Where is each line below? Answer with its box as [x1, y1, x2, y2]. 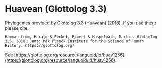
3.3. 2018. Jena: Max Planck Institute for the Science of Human [5, 38, 144, 44]
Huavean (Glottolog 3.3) [5, 3, 107, 15]
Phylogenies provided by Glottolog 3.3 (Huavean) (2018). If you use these [5, 20, 156, 26]
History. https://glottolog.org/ [5, 43, 75, 48]
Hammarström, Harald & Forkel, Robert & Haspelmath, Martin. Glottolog [5, 34, 157, 39]
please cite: [5, 25, 29, 31]
